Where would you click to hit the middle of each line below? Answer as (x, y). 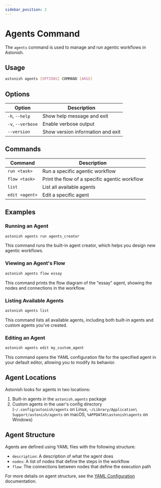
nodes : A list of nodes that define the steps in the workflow (71, 461)
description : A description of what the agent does (63, 456)
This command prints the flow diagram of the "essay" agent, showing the (79, 283)
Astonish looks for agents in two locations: (48, 389)
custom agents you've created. (36, 325)
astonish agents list (27, 311)
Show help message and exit (75, 116)
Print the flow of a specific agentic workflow (93, 179)
